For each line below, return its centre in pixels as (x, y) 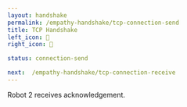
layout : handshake (37, 15)
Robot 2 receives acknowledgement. (67, 95)
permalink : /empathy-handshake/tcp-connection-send (93, 23)
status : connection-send (48, 59)
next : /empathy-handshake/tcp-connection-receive (92, 73)
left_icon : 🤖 (29, 37)
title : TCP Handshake (43, 30)
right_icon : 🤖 (31, 45)
